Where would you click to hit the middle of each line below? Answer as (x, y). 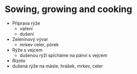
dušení (27, 34)
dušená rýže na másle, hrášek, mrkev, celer (57, 66)
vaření (26, 28)
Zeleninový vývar (30, 39)
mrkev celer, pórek (39, 44)
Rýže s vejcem (27, 50)
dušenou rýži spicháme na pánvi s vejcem (63, 55)
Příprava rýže (26, 23)
